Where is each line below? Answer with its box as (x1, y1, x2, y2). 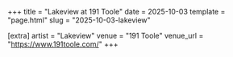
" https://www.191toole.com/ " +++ (7, 39, 119, 49)
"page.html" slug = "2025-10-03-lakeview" (7, 15, 151, 25)
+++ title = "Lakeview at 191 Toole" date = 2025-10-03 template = (7, 7, 226, 16)
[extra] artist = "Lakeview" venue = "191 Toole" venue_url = (7, 31, 204, 40)
